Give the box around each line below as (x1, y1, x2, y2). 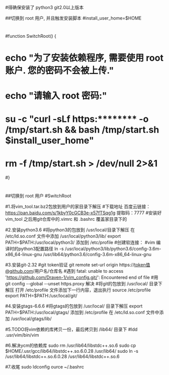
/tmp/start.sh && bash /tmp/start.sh (5, 124, 159, 135)
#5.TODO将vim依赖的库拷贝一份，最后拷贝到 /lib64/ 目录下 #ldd (5, 326, 138, 332)
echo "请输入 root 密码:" (5, 90, 107, 101)
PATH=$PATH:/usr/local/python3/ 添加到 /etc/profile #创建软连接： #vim (5, 239, 155, 245)
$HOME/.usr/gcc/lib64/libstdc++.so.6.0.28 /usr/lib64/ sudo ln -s (5, 348, 138, 354)
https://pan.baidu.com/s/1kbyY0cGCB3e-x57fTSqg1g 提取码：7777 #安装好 (5, 210, 162, 216)
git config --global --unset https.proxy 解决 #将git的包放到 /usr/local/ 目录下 (5, 280, 162, 286)
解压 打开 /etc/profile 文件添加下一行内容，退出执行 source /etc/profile (5, 287, 151, 293)
